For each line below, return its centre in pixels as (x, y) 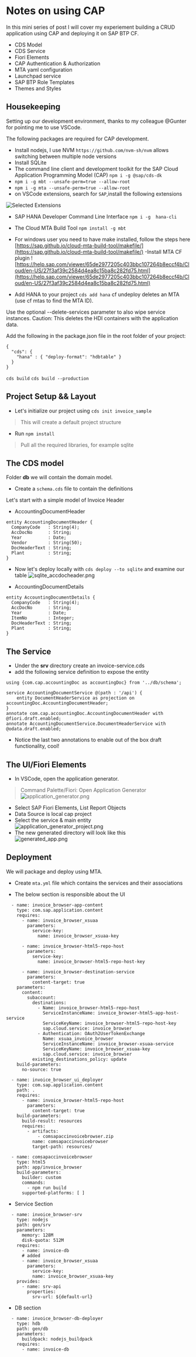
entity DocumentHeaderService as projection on (75, 698)
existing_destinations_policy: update (79, 1059)
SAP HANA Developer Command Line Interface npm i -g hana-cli (96, 216)
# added (31, 1255)
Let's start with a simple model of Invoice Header (65, 500)
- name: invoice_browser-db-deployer (57, 1318)
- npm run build (47, 1188)
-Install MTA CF (164, 251)
